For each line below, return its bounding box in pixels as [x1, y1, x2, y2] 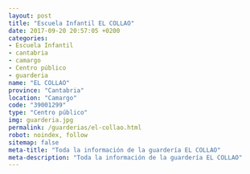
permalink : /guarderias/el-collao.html [8, 123, 142, 132]
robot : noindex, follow [8, 131, 88, 139]
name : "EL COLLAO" [8, 79, 70, 87]
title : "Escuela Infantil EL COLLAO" [8, 19, 135, 27]
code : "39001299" [8, 101, 67, 109]
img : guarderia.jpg [8, 116, 74, 124]
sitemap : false [8, 138, 59, 147]
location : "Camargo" [8, 94, 78, 102]
